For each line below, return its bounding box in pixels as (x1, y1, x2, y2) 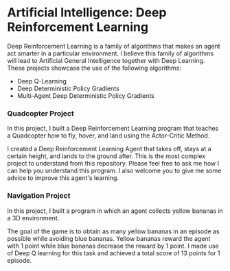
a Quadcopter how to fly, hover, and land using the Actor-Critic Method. (7, 131, 210, 140)
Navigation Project (7, 191, 71, 201)
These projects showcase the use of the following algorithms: (7, 64, 182, 72)
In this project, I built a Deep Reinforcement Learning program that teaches (7, 125, 219, 133)
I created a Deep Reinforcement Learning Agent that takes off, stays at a (7, 145, 211, 153)
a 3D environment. (7, 214, 60, 222)
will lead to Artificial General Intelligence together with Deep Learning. (7, 56, 205, 64)
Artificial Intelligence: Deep (7, 5, 167, 21)
